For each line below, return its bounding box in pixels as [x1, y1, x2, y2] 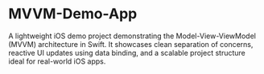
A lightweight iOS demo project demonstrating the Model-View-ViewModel [8, 31, 256, 41]
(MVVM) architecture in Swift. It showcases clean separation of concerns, [8, 39, 254, 49]
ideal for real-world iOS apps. [8, 56, 106, 66]
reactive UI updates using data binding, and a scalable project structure [8, 48, 245, 57]
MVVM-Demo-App [8, 5, 138, 23]
